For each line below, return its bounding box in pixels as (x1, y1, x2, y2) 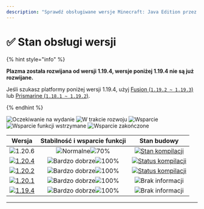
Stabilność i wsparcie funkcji (40, 136, 126, 145)
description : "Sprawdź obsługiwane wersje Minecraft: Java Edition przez (6, 9, 197, 15)
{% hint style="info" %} (6, 55, 66, 63)
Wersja (11, 136, 33, 145)
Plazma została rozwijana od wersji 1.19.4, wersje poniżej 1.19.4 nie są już (6, 67, 194, 75)
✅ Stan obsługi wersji (6, 35, 117, 49)
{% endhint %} (6, 104, 44, 111)
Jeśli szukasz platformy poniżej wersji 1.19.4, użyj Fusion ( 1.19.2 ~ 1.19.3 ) (6, 86, 194, 93)
